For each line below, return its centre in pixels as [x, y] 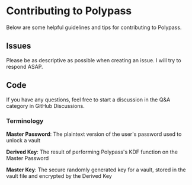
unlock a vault [23, 140]
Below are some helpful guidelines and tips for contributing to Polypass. [94, 27]
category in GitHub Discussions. [45, 106]
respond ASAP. [25, 66]
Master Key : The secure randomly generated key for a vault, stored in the [96, 170]
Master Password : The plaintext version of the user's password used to [94, 134]
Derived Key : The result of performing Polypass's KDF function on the [92, 152]
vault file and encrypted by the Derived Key [59, 176]
